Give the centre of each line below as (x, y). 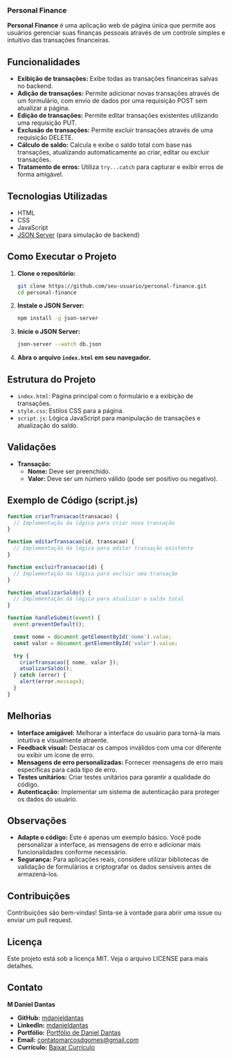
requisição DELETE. (45, 138)
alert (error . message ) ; (52, 682)
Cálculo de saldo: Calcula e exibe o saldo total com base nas (105, 145)
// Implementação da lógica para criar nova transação (94, 523)
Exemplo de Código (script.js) (73, 501)
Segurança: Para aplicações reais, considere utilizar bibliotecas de (113, 859)
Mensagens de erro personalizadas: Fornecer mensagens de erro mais (120, 762)
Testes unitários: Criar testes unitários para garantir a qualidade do (114, 777)
